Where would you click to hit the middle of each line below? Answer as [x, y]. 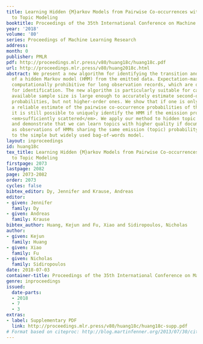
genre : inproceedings [34, 281]
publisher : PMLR [27, 57]
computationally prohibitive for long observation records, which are [102, 85]
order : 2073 [21, 180]
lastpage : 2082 [25, 169]
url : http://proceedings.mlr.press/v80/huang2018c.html [78, 68]
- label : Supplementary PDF [42, 320]
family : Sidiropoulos [39, 264]
